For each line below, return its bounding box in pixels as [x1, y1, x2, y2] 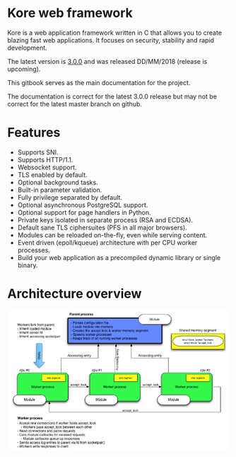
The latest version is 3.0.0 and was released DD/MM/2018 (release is [7, 57, 208, 65]
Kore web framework [7, 5, 133, 21]
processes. [17, 246, 51, 254]
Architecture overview [7, 286, 142, 302]
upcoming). [7, 64, 41, 73]
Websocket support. [17, 163, 77, 171]
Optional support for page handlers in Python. [17, 208, 152, 217]
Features [7, 125, 61, 141]
